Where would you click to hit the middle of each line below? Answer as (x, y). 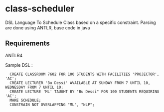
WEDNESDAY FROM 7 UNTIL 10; (34, 87)
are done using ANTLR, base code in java (48, 27)
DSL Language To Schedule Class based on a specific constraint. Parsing (81, 22)
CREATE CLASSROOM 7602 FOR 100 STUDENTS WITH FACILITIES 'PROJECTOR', (84, 74)
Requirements (27, 44)
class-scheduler (40, 9)
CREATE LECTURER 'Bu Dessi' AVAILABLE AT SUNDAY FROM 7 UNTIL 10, (80, 83)
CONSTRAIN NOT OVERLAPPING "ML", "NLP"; (52, 105)
